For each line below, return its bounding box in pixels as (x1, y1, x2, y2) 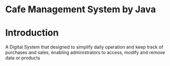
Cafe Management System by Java (5, 4, 156, 15)
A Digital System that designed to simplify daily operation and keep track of (5, 44, 164, 50)
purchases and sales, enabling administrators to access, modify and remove (5, 50, 165, 56)
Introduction (5, 27, 59, 39)
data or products (5, 55, 41, 61)
